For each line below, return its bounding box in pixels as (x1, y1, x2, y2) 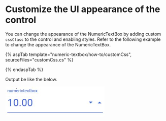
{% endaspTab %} (5, 67, 44, 73)
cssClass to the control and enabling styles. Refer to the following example (5, 36, 161, 42)
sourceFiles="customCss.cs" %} (5, 56, 74, 63)
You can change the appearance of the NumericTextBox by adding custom (5, 31, 161, 37)
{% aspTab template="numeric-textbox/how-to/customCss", (5, 51, 132, 57)
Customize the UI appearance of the (5, 4, 160, 15)
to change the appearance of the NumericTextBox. (5, 41, 111, 47)
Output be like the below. (5, 76, 57, 82)
